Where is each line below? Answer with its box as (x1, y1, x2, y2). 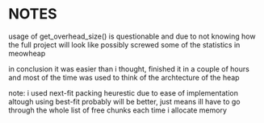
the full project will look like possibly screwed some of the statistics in (8, 39, 241, 49)
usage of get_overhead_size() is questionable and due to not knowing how (8, 31, 256, 41)
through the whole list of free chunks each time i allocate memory (8, 105, 228, 115)
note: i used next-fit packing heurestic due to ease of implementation (8, 88, 238, 97)
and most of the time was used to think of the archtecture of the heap (8, 72, 240, 82)
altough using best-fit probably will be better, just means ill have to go (8, 96, 241, 106)
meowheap (8, 48, 46, 58)
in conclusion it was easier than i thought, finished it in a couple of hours (8, 64, 250, 73)
